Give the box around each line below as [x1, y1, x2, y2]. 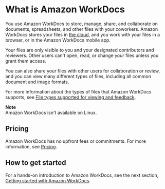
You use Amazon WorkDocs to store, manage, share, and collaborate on [5, 21, 158, 27]
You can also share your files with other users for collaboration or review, [5, 68, 160, 74]
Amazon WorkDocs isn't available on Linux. [5, 109, 97, 116]
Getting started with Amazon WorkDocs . [5, 177, 91, 183]
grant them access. [5, 58, 46, 64]
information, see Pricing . [5, 143, 58, 149]
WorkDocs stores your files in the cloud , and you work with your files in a [5, 31, 160, 37]
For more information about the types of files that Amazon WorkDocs [5, 88, 152, 94]
